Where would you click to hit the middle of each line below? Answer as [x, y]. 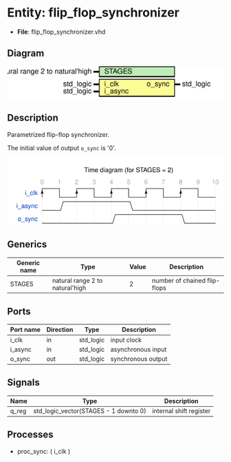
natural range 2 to [77, 280]
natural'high [69, 288]
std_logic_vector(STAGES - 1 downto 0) [90, 411]
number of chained [179, 280]
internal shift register [181, 411]
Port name [25, 330]
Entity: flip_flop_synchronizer [93, 13]
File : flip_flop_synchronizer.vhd [61, 32]
